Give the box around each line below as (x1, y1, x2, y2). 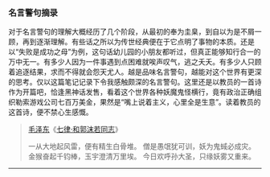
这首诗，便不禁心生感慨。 (8, 107, 93, 117)
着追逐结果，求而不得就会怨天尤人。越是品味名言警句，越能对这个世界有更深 (8, 67, 262, 77)
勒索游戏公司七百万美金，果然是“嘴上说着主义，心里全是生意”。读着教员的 (14, 97, 261, 107)
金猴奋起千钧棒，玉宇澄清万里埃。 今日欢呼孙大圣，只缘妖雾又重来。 (27, 151, 256, 162)
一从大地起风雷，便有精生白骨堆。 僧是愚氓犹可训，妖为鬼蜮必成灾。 (27, 142, 256, 151)
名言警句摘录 (8, 6, 59, 18)
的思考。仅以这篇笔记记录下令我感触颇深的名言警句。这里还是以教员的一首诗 (8, 77, 262, 87)
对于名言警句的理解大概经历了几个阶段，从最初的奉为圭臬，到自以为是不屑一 (8, 27, 262, 37)
